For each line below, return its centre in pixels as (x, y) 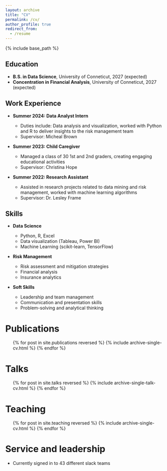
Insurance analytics (41, 277)
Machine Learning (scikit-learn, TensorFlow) (67, 247)
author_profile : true (28, 24)
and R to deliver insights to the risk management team (77, 131)
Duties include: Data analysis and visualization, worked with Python (91, 126)
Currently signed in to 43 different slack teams (61, 463)
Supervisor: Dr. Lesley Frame (51, 197)
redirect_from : (21, 29)
